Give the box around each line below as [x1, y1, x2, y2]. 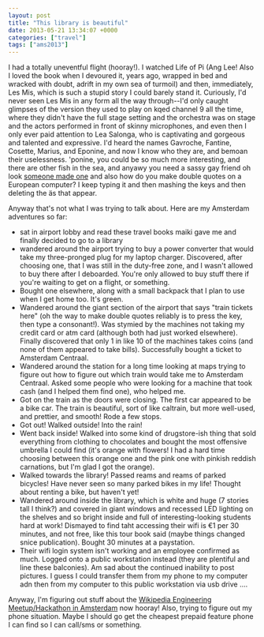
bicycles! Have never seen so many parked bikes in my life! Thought [19, 479, 242, 489]
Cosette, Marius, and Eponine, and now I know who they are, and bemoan [8, 147, 248, 156]
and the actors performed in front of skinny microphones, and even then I [8, 122, 247, 131]
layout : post [8, 11, 51, 20]
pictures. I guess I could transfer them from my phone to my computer [19, 571, 248, 581]
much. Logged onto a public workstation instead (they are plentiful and [19, 554, 251, 564]
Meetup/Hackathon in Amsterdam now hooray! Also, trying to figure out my [8, 603, 252, 613]
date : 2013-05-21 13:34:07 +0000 [8, 26, 118, 34]
